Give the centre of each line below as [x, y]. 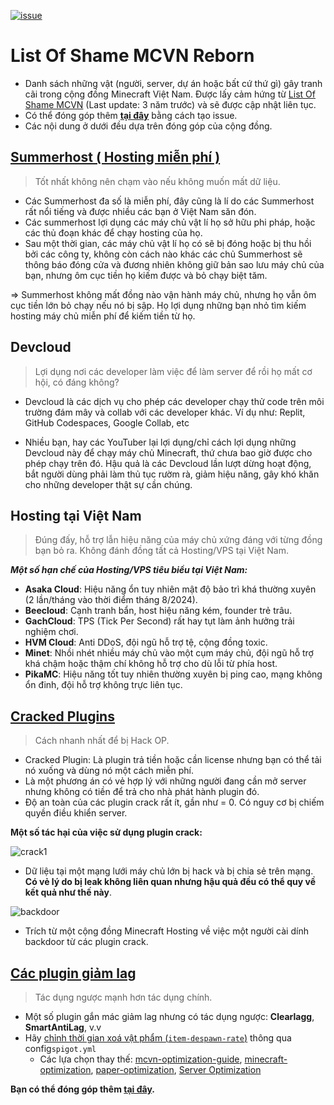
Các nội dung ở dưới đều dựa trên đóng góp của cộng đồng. [148, 126]
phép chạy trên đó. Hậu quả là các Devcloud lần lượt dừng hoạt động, [168, 463]
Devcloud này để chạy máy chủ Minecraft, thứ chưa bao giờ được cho [168, 452]
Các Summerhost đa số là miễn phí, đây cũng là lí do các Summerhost [169, 201]
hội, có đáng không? [77, 382]
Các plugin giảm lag [73, 973]
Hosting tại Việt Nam [76, 515]
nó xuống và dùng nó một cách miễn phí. [109, 771]
